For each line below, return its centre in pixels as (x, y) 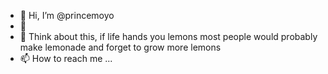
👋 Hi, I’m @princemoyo (67, 15)
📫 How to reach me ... (66, 58)
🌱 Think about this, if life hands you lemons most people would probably (168, 36)
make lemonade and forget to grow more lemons (120, 47)
